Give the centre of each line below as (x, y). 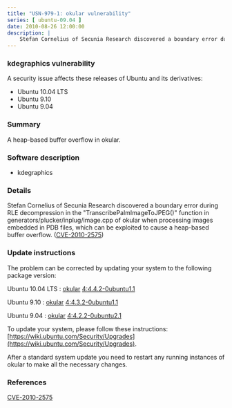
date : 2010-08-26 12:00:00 (46, 26)
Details (19, 190)
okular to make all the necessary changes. (67, 364)
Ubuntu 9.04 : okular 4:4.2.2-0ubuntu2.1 (65, 315)
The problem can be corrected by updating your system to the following (109, 268)
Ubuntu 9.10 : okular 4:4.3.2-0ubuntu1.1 (63, 302)
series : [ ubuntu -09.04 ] (44, 20)
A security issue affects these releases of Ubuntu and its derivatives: (105, 78)
